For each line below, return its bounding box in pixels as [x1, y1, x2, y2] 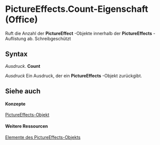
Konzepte [5, 100, 26, 107]
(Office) [5, 14, 38, 25]
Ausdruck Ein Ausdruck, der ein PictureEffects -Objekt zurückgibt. [5, 73, 143, 79]
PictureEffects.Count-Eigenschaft [5, 3, 148, 15]
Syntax [5, 50, 28, 58]
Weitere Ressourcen [5, 123, 48, 129]
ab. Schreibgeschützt [27, 36, 71, 42]
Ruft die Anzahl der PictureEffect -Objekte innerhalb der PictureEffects [5, 30, 153, 36]
